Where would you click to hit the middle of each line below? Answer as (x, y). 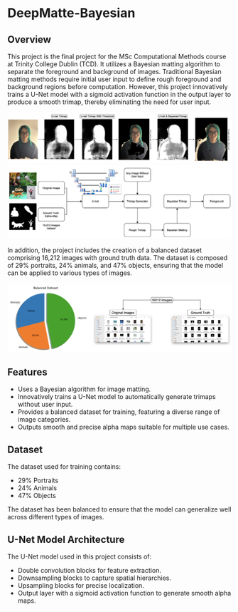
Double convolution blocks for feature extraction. (90, 570)
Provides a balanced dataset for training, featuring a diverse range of (119, 412)
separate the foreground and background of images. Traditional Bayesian (114, 72)
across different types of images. (56, 517)
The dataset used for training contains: (64, 467)
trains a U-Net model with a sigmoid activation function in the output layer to (119, 94)
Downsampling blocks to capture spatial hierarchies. (94, 578)
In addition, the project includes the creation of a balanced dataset (105, 250)
